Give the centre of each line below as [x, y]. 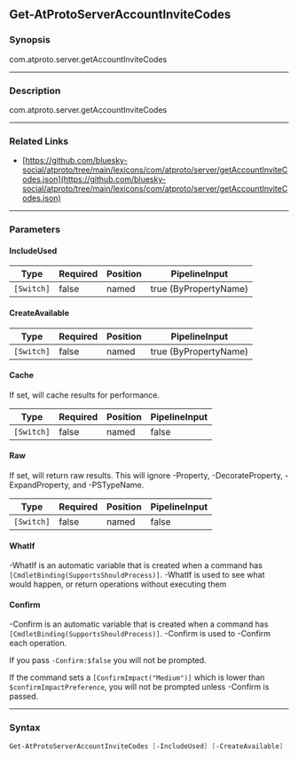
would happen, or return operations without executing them [118, 584]
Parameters [35, 230]
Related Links [39, 141]
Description [35, 91]
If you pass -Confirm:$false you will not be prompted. [108, 660]
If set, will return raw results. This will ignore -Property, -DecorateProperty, [146, 476]
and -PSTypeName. [108, 485]
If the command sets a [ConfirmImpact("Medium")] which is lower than [137, 677]
